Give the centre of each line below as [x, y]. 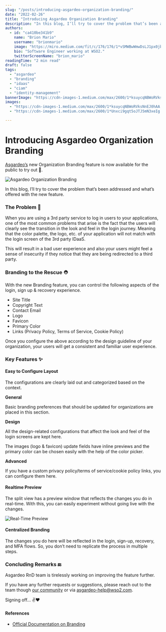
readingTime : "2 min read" [33, 61]
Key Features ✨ [24, 359]
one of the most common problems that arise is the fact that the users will [80, 223]
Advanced [16, 461]
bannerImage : [19, 97]
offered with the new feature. [35, 194]
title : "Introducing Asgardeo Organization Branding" [62, 19]
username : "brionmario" [39, 42]
